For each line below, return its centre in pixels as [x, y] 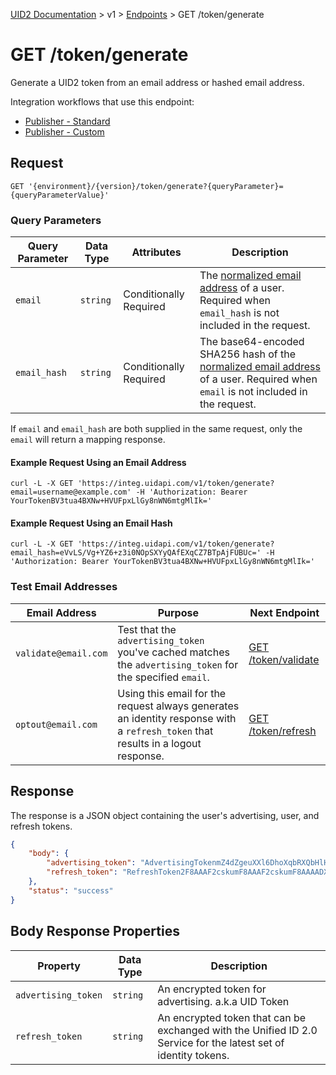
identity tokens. [193, 1055]
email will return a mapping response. [88, 440]
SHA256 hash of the [248, 354]
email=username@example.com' [71, 492]
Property [59, 966]
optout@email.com [56, 724]
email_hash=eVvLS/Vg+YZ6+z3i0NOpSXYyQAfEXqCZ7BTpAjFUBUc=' [136, 553]
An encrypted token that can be [232, 1017]
